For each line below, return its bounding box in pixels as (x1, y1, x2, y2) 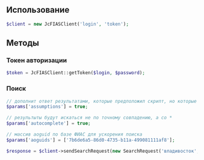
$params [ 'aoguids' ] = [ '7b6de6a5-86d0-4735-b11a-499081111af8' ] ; (6, 137, 175, 143)
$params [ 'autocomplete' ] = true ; (6, 120, 91, 127)
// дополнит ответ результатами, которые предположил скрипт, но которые (6, 98, 197, 104)
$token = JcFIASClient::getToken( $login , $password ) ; (6, 70, 146, 76)
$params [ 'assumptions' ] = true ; (6, 103, 88, 110)
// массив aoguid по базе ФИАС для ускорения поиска (6, 131, 143, 137)
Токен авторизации (6, 56, 67, 64)
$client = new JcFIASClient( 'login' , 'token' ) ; (6, 21, 129, 27)
